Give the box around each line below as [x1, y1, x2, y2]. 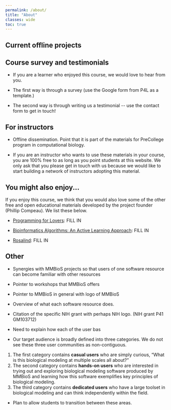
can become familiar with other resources [12, 271, 101, 277]
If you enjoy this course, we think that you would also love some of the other [5, 197, 166, 203]
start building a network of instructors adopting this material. [12, 168, 140, 174]
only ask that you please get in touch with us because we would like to [12, 162, 161, 169]
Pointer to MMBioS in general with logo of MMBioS [12, 291, 119, 297]
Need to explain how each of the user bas [12, 326, 101, 332]
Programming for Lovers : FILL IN [12, 217, 82, 223]
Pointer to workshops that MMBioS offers [12, 281, 100, 287]
